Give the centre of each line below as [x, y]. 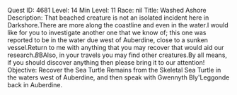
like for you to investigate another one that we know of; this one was [107, 32]
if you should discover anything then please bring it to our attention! [106, 62]
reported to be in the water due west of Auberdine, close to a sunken [108, 40]
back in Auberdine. [35, 85]
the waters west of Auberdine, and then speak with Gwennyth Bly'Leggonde [118, 77]
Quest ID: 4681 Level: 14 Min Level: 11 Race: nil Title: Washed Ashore [107, 10]
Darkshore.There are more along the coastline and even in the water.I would [118, 25]
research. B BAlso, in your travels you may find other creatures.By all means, [117, 55]
